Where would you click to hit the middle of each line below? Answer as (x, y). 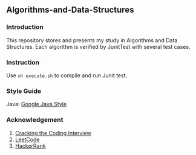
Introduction (25, 27)
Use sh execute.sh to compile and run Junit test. (67, 75)
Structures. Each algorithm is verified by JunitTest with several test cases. (98, 46)
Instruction (23, 62)
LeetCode (27, 139)
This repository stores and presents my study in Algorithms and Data (92, 40)
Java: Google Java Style (37, 104)
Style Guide (24, 91)
